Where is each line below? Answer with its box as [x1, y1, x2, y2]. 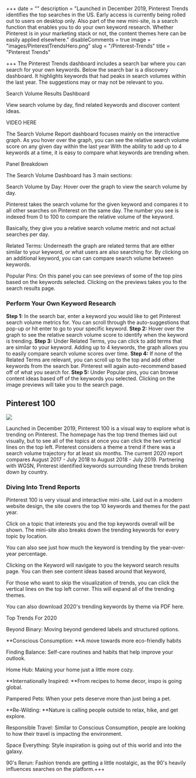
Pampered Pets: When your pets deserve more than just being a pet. [6, 695, 171, 702]
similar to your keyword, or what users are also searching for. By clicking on [6, 249, 189, 255]
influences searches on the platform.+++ [6, 766, 105, 773]
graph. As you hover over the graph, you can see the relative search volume [6, 137, 189, 143]
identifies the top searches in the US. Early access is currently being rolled [6, 11, 186, 18]
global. [6, 684, 23, 691]
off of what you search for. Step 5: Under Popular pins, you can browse [6, 369, 178, 376]
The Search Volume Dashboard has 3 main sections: [6, 172, 133, 178]
